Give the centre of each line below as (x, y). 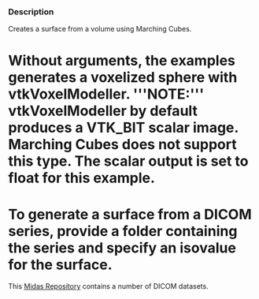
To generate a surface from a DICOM (130, 214)
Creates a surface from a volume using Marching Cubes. (100, 29)
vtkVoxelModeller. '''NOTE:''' (106, 94)
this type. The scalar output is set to (128, 161)
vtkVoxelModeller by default (103, 111)
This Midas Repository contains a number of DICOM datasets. (108, 286)
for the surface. (60, 265)
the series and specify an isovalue (122, 248)
